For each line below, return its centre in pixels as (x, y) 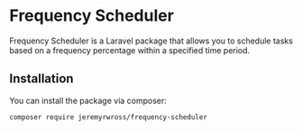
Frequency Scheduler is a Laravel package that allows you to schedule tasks (151, 41)
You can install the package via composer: (88, 100)
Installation (41, 79)
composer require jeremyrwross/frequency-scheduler (108, 117)
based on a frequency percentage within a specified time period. (130, 50)
